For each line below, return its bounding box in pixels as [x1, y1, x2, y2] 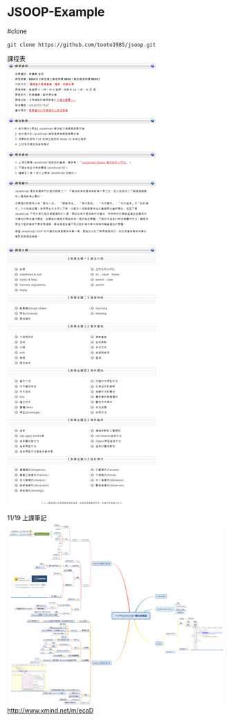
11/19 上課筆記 [7, 513, 47, 522]
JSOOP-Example [7, 4, 105, 20]
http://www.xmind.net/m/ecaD [7, 706, 94, 714]
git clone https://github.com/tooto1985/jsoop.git [7, 41, 156, 48]
